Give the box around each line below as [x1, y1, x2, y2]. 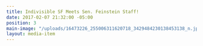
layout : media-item [6, 31, 56, 37]
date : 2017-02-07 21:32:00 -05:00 [6, 14, 94, 20]
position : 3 [6, 20, 36, 26]
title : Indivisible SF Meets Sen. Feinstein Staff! [6, 8, 139, 15]
